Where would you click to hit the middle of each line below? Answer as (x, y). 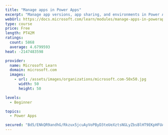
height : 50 (30, 88)
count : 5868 (22, 42)
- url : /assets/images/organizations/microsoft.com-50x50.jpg (80, 79)
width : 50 (28, 84)
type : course (19, 24)
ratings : (14, 38)
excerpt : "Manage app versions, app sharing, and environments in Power (82, 14)
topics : (13, 111)
